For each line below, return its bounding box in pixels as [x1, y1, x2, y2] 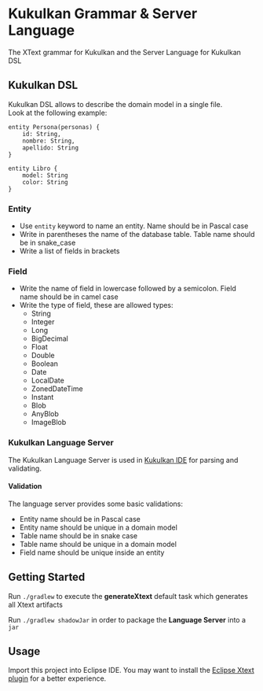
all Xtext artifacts [8, 600, 63, 609]
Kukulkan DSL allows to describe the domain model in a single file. [8, 99, 223, 109]
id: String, [22, 130, 61, 138]
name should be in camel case [19, 292, 119, 301]
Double [31, 351, 55, 360]
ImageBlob [31, 418, 67, 427]
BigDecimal [31, 334, 68, 343]
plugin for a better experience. [8, 674, 107, 683]
